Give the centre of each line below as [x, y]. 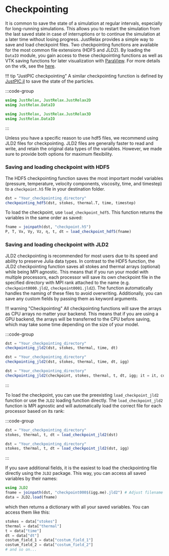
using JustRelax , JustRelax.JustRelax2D [48, 100]
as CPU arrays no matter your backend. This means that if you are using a [82, 314]
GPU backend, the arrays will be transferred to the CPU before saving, [78, 319]
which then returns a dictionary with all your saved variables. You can [77, 507]
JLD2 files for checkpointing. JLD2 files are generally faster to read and [79, 143]
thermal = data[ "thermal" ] [33, 526]
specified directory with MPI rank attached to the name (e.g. [67, 282]
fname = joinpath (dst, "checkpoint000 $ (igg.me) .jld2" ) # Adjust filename [84, 492]
